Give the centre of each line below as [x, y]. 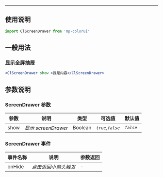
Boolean [82, 127]
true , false [108, 127]
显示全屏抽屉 [20, 63]
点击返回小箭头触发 [54, 167]
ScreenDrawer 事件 [28, 143]
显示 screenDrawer [46, 128]
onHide [16, 167]
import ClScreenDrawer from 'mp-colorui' [48, 31]
